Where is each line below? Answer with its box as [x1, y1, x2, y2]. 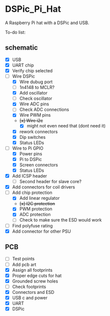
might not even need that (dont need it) [26, 123, 106, 129]
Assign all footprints [12, 267, 53, 273]
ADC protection [19, 212, 51, 218]
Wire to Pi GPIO [12, 145, 44, 151]
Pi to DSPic [19, 156, 43, 162]
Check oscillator [19, 95, 52, 101]
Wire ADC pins [19, 101, 49, 107]
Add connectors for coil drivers [12, 184, 75, 190]
